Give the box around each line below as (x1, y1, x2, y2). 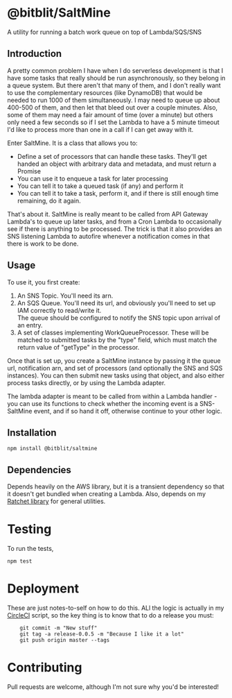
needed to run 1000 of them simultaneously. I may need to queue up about (7, 96, 220, 104)
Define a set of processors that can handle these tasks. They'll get (17, 152, 208, 160)
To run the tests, (7, 545, 54, 553)
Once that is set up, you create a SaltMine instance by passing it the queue (7, 356, 221, 365)
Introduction (7, 48, 62, 60)
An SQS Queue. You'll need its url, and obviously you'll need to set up (17, 298, 216, 307)
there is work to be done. (7, 239, 79, 248)
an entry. (17, 321, 43, 329)
